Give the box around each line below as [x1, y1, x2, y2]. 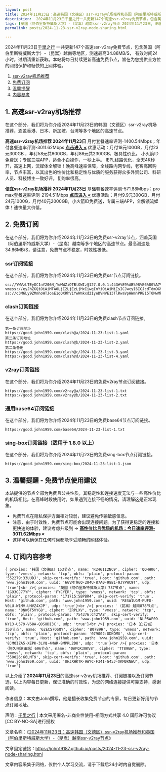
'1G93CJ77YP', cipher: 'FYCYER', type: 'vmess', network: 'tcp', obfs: [5, 589, 156, 595]
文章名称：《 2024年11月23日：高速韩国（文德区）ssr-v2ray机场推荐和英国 [5, 729, 155, 734]
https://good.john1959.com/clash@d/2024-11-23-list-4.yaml [5, 354, 129, 359]
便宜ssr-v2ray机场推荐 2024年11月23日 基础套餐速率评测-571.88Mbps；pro [5, 186, 160, 192]
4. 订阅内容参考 [5, 553, 52, 561]
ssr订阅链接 [5, 260, 34, 267]
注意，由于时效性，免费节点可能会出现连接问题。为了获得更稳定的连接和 [12, 519, 160, 525]
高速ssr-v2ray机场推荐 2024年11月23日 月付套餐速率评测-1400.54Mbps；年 [5, 138, 161, 144]
